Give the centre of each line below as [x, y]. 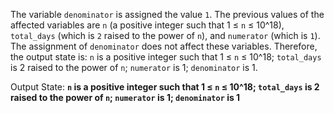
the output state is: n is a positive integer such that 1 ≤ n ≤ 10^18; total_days [166, 57]
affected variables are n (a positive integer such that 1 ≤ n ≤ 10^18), [147, 25]
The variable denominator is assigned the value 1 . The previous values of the [167, 14]
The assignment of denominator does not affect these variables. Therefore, [164, 46]
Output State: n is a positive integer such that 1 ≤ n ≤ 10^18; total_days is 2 [165, 87]
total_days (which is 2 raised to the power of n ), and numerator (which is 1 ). [165, 35]
